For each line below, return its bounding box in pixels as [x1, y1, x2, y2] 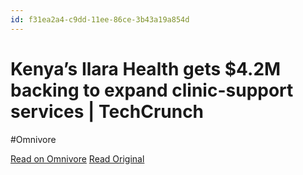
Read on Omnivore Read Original [10, 152, 145, 165]
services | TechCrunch [10, 100, 205, 123]
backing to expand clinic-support [10, 79, 294, 101]
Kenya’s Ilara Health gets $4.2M [10, 57, 282, 80]
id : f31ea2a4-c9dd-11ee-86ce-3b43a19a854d [10, 14, 190, 25]
